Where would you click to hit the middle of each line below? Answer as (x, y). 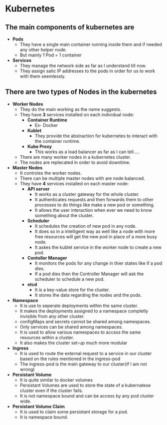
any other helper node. (43, 50)
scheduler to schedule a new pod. (70, 279)
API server (38, 189)
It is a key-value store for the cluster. (72, 290)
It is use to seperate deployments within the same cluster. (79, 306)
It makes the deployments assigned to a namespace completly (84, 311)
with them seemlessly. (43, 76)
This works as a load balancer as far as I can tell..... (87, 152)
